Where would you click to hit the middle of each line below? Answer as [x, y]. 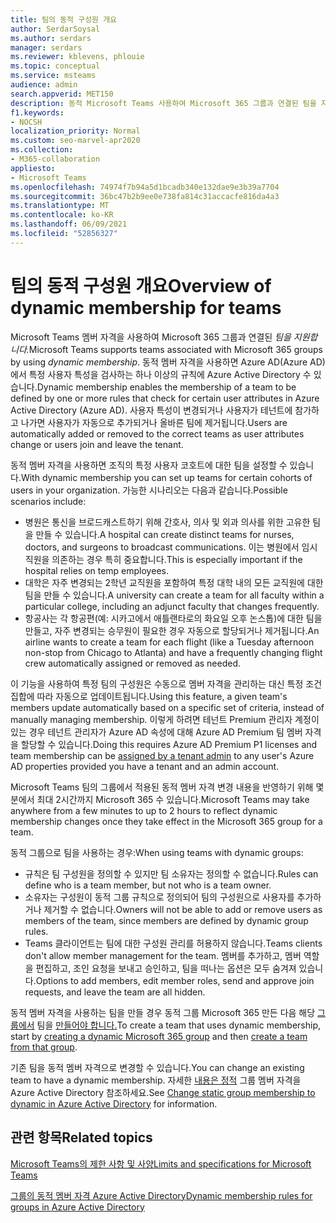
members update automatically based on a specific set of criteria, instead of [167, 707]
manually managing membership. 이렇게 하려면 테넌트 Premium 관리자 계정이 [165, 719]
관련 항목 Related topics [81, 1137]
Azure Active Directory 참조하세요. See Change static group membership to [163, 1092]
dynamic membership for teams [146, 307]
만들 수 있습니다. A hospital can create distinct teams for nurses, [165, 534]
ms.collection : [42, 150]
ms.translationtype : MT [60, 206]
